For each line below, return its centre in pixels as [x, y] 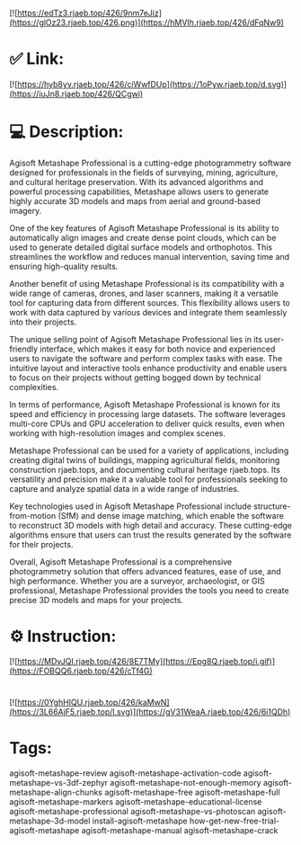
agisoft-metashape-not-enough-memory [186, 782]
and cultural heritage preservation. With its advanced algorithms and [136, 182]
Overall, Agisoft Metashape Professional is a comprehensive [121, 562]
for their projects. [41, 544]
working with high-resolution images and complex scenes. [118, 433]
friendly [24, 349]
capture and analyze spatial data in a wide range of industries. [124, 488]
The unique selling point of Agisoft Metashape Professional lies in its [136, 339]
